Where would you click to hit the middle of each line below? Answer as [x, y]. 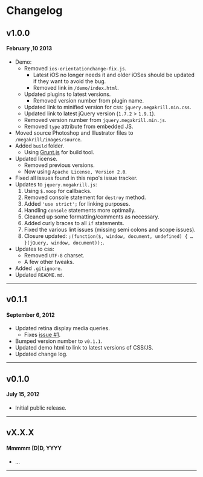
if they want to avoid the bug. [69, 81]
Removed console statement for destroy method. [85, 197]
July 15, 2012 [23, 394]
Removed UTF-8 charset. [54, 255]
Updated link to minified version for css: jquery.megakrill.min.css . [108, 107]
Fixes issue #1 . [42, 335]
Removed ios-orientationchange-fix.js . [75, 68]
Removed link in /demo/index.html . [76, 87]
